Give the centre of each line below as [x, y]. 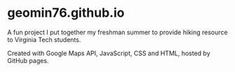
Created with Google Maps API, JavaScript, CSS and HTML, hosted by [109, 53]
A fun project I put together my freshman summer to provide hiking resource [117, 32]
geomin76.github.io [66, 13]
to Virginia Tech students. [44, 39]
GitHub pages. [28, 60]
